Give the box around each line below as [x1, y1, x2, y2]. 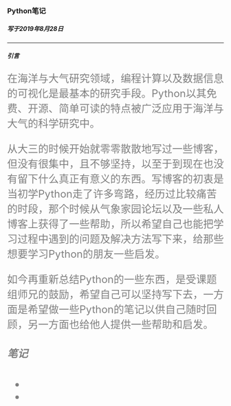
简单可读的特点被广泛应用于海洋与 [58, 102, 224, 115]
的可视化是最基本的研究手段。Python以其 [7, 87, 207, 100]
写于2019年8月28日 [7, 24, 64, 32]
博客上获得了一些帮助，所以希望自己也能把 [7, 217, 214, 231]
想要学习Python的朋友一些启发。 [7, 247, 166, 260]
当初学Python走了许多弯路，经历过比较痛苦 [7, 187, 217, 201]
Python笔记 [7, 5, 46, 15]
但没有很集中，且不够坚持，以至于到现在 [7, 157, 203, 170]
